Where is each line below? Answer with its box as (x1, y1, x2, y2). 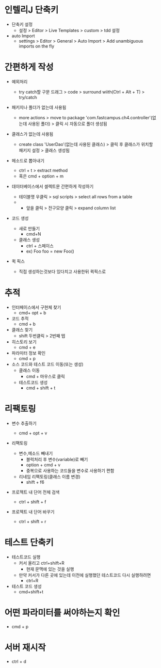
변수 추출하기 (11, 420, 37, 426)
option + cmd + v (26, 461, 61, 468)
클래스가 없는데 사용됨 (11, 131, 54, 137)
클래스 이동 (18, 367, 40, 373)
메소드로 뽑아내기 (11, 158, 45, 163)
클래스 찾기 (11, 327, 33, 333)
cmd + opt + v (18, 430, 48, 436)
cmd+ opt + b (18, 310, 47, 316)
